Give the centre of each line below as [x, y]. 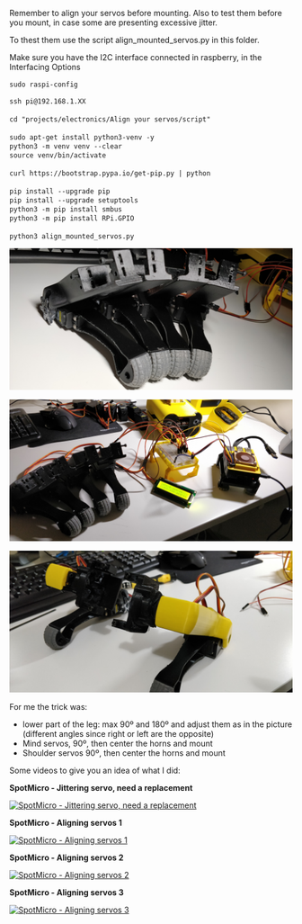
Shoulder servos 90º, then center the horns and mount [124, 753]
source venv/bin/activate [58, 156]
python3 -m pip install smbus [66, 210]
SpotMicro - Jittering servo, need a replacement [101, 788]
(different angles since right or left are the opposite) [118, 734]
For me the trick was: [49, 707]
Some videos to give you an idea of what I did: [95, 770]
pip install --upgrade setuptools [74, 201]
